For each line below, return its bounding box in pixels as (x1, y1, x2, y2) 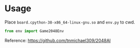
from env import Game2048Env (4, 28, 64, 33)
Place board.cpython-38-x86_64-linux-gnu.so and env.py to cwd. (4, 19, 135, 25)
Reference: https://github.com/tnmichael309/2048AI (4, 37, 111, 43)
